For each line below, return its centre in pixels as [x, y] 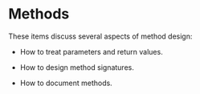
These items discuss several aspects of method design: [100, 36]
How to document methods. [66, 83]
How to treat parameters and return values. [91, 51]
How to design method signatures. [77, 67]
